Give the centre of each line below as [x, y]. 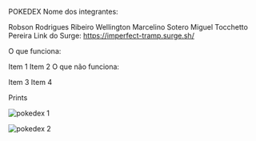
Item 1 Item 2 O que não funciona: [64, 66]
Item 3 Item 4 [30, 82]
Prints [18, 98]
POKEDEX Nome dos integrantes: [63, 12]
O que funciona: [35, 51]
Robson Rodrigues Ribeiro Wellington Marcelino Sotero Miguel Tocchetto [128, 27]
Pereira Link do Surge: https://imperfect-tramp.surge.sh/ [101, 36]
